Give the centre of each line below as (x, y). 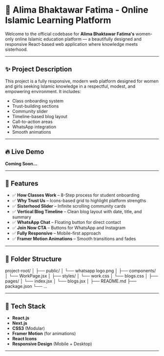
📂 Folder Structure (33, 259)
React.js (21, 318)
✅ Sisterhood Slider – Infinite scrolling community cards (69, 206)
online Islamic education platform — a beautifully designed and (78, 39)
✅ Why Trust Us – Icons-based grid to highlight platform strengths (79, 201)
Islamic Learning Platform (58, 20)
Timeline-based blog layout (40, 116)
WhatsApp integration (34, 127)
